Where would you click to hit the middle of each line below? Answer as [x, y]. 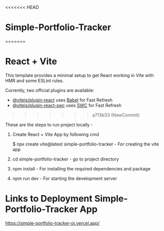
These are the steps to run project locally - [49, 124]
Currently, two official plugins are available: [50, 90]
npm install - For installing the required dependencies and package [81, 168]
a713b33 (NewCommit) [116, 115]
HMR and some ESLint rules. [34, 80]
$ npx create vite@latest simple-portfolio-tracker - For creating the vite [85, 144]
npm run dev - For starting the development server [65, 178]
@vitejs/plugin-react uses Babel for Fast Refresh [62, 100]
